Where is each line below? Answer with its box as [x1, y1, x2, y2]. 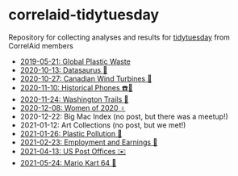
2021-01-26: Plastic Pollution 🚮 [19, 128, 123, 138]
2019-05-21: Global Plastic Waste [19, 57, 131, 66]
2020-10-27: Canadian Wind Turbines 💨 [19, 73, 152, 83]
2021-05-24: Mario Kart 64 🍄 [19, 157, 117, 167]
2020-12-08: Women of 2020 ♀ [19, 103, 126, 112]
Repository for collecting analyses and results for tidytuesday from [8, 32, 230, 42]
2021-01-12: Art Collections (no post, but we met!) [19, 119, 186, 130]
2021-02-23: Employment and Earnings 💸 [19, 137, 158, 147]
